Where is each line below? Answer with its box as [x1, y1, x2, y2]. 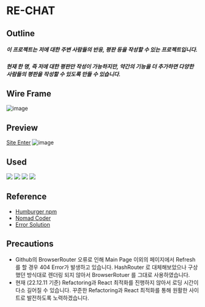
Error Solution [15, 220, 51, 228]
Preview [6, 122, 39, 133]
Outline [6, 28, 35, 39]
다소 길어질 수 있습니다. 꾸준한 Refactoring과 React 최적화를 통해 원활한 [15, 286, 188, 293]
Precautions [6, 239, 54, 249]
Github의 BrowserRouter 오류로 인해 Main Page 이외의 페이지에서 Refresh [15, 255, 196, 263]
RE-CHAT [6, 4, 56, 18]
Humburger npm [15, 208, 57, 215]
